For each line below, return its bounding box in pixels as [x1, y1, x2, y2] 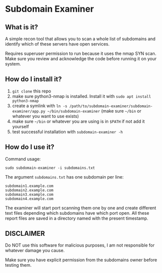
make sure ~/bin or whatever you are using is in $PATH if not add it [12, 118, 145, 124]
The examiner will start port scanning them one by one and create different [5, 205, 157, 211]
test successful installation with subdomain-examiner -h [12, 129, 123, 135]
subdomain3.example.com [5, 192, 54, 197]
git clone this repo [12, 88, 51, 94]
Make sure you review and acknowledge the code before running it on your [5, 56, 157, 62]
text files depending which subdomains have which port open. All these [5, 210, 149, 216]
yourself [12, 123, 29, 129]
